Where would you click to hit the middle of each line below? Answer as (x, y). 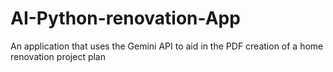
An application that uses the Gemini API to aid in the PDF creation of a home (167, 46)
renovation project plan (58, 56)
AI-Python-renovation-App (125, 18)
